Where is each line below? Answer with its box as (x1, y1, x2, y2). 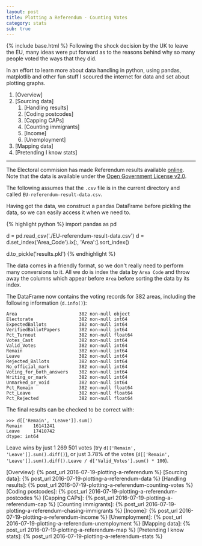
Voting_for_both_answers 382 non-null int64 (6, 369, 128, 375)
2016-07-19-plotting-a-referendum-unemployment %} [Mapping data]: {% (6, 520, 191, 527)
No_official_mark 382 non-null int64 (6, 364, 128, 370)
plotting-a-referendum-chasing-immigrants (6, 507, 114, 515)
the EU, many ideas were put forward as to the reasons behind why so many (6, 49, 195, 56)
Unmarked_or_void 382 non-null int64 (6, 379, 128, 386)
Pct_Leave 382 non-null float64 (6, 390, 133, 396)
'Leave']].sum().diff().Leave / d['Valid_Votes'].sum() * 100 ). (6, 457, 169, 465)
